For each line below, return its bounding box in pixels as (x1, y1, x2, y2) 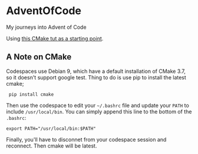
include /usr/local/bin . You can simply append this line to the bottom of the (6, 108, 192, 115)
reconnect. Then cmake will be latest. (6, 142, 97, 149)
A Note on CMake (6, 52, 72, 62)
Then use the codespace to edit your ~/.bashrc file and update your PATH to (6, 102, 190, 109)
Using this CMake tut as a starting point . (6, 35, 104, 42)
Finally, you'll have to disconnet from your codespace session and (6, 136, 167, 143)
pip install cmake (8, 91, 54, 98)
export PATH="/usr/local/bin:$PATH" (6, 125, 96, 132)
